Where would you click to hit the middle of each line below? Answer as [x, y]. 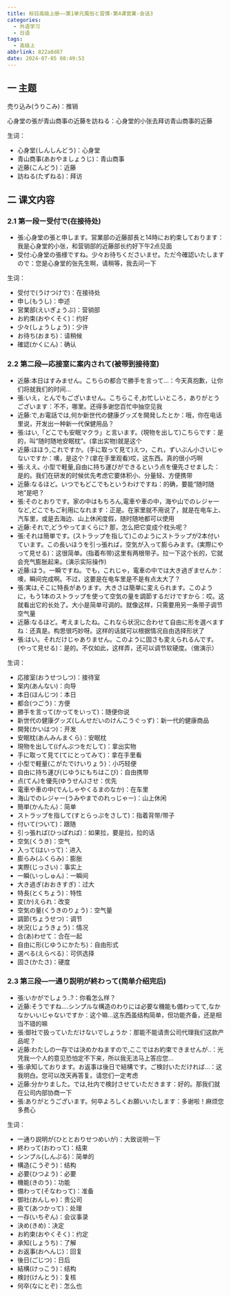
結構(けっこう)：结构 [47, 1268]
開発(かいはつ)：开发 [47, 729]
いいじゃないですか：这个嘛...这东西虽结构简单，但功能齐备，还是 [122, 1014]
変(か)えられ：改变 [44, 901]
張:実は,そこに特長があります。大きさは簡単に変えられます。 [103, 587]
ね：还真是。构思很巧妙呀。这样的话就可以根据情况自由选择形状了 [111, 630]
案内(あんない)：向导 [47, 686]
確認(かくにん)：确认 [47, 344]
